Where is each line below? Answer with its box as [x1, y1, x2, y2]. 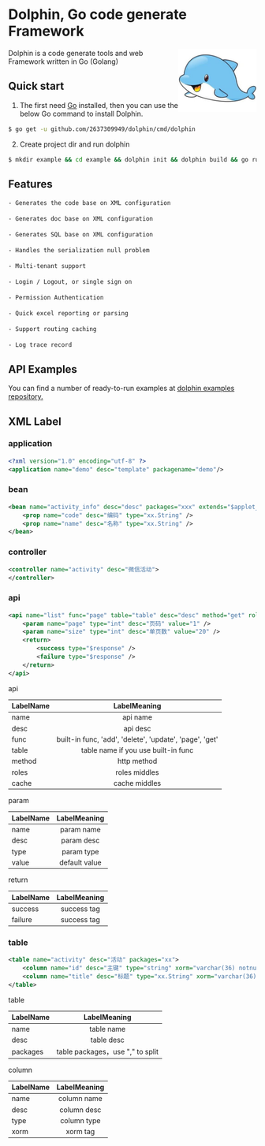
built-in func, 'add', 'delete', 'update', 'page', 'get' [56, 735, 218, 744]
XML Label [8, 415, 62, 428]
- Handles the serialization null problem [8, 247, 150, 255]
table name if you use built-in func [81, 746, 194, 755]
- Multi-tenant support [8, 262, 87, 270]
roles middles [115, 767, 159, 777]
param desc [61, 835, 100, 845]
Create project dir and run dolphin [19, 140, 130, 149]
